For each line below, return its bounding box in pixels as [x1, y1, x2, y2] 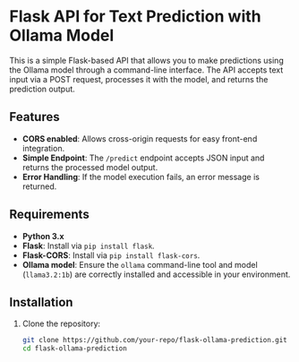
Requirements [9, 207, 90, 222]
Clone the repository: [21, 318, 101, 329]
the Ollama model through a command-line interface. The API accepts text [9, 65, 284, 75]
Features [9, 109, 60, 125]
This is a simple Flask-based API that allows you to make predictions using [9, 55, 284, 65]
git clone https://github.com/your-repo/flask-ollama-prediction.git [21, 336, 288, 345]
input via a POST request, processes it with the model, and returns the [9, 73, 269, 84]
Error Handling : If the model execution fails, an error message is [21, 171, 260, 182]
